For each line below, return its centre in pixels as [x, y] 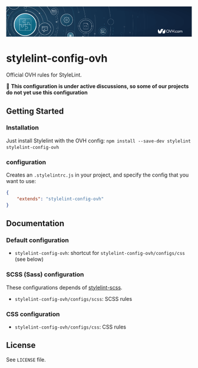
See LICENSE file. [26, 359]
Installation [23, 128]
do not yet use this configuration [47, 92]
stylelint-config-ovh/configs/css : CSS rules [70, 327]
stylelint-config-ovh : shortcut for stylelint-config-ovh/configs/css [100, 253]
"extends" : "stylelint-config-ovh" [60, 199]
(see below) [29, 259]
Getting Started [35, 111]
